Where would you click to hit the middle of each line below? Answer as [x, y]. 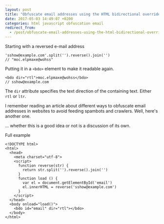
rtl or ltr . [16, 96]
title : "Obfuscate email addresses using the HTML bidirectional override [83, 14]
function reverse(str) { [43, 166]
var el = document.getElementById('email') [67, 183]
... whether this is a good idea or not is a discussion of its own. [68, 126]
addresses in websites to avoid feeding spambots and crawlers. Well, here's [82, 111]
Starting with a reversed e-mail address [45, 46]
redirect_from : [20, 28]
